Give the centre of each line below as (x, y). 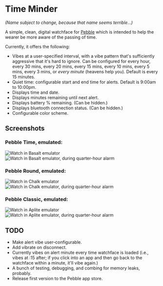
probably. (22, 273)
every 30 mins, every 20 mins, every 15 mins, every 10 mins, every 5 (81, 66)
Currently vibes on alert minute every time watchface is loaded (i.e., (80, 253)
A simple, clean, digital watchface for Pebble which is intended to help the (80, 32)
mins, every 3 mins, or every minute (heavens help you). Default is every (85, 71)
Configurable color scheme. (40, 113)
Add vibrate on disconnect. (39, 247)
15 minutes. (23, 77)
